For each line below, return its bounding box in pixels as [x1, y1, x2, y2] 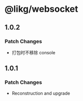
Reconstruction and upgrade [11, 90, 70, 96]
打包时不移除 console [11, 49, 55, 55]
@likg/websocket [4, 3, 79, 15]
